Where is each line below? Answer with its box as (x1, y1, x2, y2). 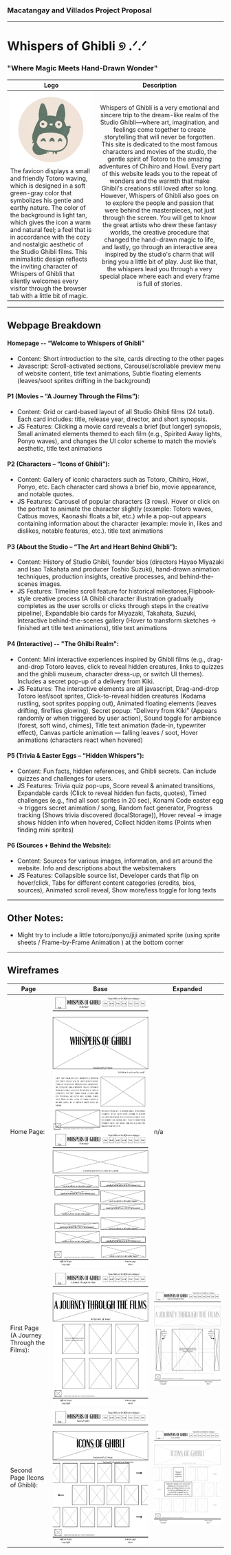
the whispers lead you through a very (107, 264, 212, 273)
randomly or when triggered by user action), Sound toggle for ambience (16, 714, 221, 722)
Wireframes (7, 965, 60, 977)
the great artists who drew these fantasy (102, 220, 217, 229)
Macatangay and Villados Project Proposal (7, 6, 153, 15)
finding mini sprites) (16, 825, 74, 834)
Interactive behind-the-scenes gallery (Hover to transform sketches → (16, 616, 217, 625)
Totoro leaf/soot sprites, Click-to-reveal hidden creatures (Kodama (16, 692, 206, 700)
